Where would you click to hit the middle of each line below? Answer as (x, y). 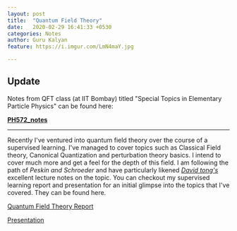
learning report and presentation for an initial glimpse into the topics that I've (119, 185)
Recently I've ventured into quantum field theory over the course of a (108, 140)
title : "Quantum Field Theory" (55, 20)
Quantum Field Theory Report (50, 206)
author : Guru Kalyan (38, 40)
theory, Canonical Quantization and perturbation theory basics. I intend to (114, 155)
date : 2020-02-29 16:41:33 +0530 (60, 27)
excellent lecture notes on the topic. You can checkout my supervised (109, 177)
